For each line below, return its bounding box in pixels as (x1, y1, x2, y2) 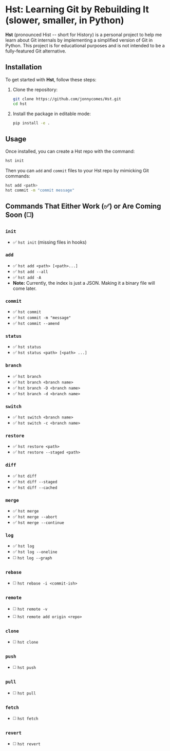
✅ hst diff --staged (12, 478, 58, 484)
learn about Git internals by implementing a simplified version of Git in (5, 37, 153, 43)
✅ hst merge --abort (12, 513, 58, 520)
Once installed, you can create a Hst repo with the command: (5, 148, 135, 155)
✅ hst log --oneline (12, 548, 58, 555)
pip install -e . (12, 120, 50, 125)
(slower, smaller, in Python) (5, 14, 124, 26)
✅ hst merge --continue (12, 519, 64, 525)
